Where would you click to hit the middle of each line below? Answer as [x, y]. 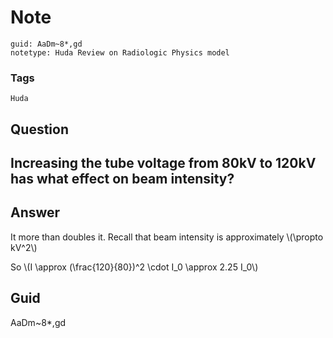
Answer [35, 212]
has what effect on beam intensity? [122, 179]
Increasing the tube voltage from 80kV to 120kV [163, 163]
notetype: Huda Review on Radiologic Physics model [120, 52]
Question [39, 129]
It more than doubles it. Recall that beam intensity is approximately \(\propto [167, 237]
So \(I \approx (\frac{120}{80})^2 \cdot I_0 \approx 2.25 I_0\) [134, 267]
